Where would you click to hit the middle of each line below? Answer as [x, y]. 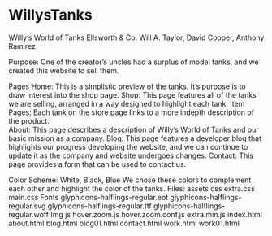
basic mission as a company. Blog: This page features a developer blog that [135, 138]
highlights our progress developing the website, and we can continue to [128, 146]
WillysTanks [50, 15]
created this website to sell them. [64, 70]
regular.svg [27, 206]
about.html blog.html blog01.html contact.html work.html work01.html [124, 223]
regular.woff [29, 214]
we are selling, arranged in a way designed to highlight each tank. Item [127, 103]
